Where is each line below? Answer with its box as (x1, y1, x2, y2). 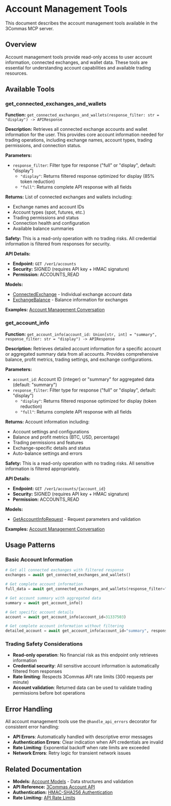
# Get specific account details (5, 609, 74, 615)
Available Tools (5, 85, 55, 94)
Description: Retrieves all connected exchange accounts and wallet (5, 126, 148, 132)
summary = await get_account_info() (5, 600, 83, 606)
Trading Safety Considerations (5, 640, 83, 648)
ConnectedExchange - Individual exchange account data (12, 291, 132, 297)
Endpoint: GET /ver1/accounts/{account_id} (12, 485, 106, 491)
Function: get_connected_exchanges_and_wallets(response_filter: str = (5, 112, 159, 118)
